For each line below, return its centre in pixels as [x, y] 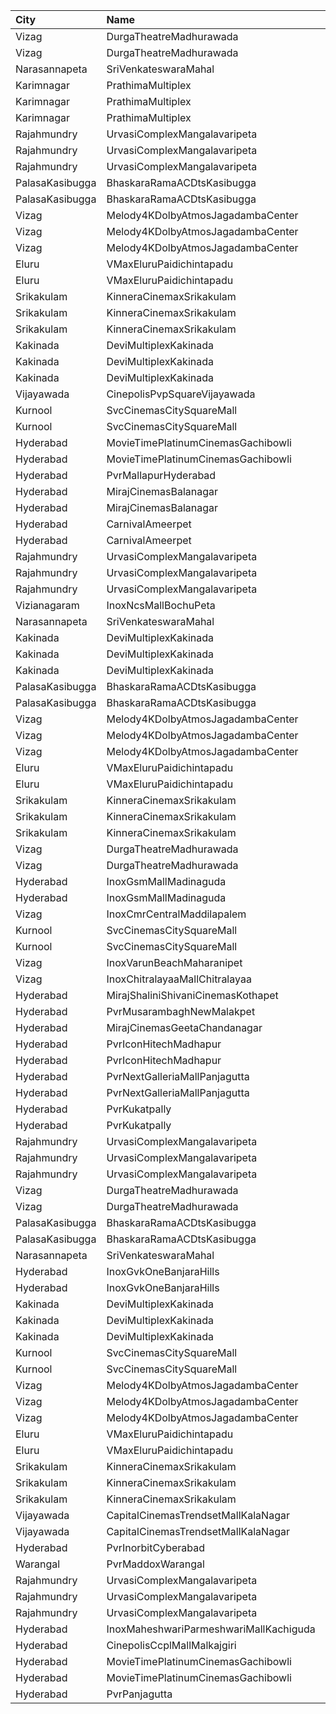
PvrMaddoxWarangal [155, 1564]
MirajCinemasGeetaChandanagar [184, 1027]
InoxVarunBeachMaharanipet [174, 962]
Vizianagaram [47, 605]
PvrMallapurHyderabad [161, 475]
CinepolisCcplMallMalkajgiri [171, 1645]
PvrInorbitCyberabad [156, 1547]
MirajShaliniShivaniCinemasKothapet [192, 995]
